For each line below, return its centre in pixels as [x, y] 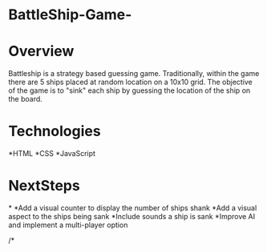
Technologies [55, 132]
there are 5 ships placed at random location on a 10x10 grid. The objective [130, 82]
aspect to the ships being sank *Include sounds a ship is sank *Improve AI [132, 216]
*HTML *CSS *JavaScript [52, 154]
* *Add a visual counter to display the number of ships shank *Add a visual [133, 208]
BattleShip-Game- [70, 15]
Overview [41, 52]
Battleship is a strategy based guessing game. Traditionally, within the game [134, 74]
